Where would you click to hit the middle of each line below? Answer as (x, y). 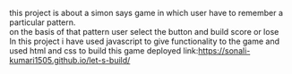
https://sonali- (224, 51)
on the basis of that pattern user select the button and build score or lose (144, 32)
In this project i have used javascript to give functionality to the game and (145, 41)
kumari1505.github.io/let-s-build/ (70, 60)
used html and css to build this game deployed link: (104, 51)
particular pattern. (43, 22)
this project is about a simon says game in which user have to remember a (146, 13)
